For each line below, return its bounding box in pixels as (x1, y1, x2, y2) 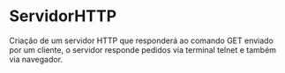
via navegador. (9, 54, 64, 64)
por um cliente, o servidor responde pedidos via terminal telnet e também (9, 44, 276, 55)
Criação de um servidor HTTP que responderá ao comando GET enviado (9, 35, 274, 46)
